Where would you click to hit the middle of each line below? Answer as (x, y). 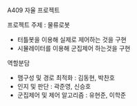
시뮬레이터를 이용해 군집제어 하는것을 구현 (74, 48)
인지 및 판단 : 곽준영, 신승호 (54, 86)
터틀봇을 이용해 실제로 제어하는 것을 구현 (72, 39)
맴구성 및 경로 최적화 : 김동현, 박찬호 (66, 78)
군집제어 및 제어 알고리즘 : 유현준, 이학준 (72, 95)
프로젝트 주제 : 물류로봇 (39, 25)
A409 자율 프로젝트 (34, 10)
